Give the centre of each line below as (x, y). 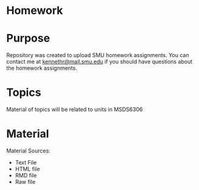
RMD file (26, 175)
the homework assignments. (42, 68)
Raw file (25, 182)
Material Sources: (28, 151)
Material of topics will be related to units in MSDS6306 (75, 109)
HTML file (27, 169)
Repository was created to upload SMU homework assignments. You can (98, 55)
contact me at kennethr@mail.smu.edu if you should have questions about (100, 62)
